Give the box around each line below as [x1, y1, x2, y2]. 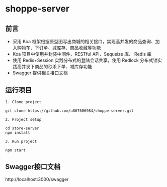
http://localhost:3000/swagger [5, 176, 69, 182]
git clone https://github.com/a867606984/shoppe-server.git [5, 108, 134, 113]
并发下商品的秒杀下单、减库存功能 [21, 64, 92, 69]
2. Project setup [5, 117, 42, 122]
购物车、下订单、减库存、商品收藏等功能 [17, 45, 101, 51]
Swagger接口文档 [5, 162, 61, 171]
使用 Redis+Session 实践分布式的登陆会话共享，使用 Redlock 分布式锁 [12, 57, 158, 63]
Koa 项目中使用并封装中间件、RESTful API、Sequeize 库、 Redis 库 [12, 51, 152, 57]
